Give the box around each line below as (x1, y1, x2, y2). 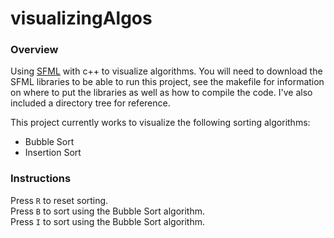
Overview (10, 43, 59, 57)
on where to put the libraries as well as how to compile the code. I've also (10, 87, 313, 99)
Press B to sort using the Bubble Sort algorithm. (10, 205, 205, 217)
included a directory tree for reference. (10, 97, 171, 109)
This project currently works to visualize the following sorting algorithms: (10, 117, 311, 129)
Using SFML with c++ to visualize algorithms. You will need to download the (10, 65, 323, 77)
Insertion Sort (24, 147, 82, 159)
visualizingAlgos (10, 7, 153, 30)
